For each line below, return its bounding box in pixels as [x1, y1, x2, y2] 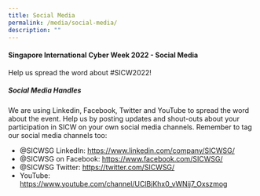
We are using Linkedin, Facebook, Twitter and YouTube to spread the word [8, 105, 250, 114]
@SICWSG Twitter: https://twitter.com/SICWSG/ [19, 162, 175, 172]
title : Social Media [8, 11, 76, 20]
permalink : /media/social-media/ [8, 19, 118, 27]
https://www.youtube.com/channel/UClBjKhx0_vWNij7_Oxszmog [19, 179, 228, 188]
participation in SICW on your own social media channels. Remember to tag [8, 122, 253, 132]
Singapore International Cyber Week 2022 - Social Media [8, 50, 199, 60]
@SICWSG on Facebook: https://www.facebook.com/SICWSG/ [19, 154, 223, 163]
